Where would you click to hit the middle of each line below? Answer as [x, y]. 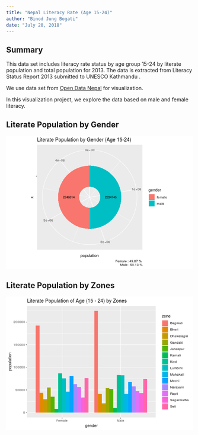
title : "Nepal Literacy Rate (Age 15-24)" [59, 12]
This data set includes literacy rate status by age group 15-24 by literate [94, 64]
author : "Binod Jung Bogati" [42, 19]
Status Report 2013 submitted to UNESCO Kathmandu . [74, 76]
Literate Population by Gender [63, 124]
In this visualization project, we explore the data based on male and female [97, 100]
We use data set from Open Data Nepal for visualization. [75, 88]
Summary [25, 49]
